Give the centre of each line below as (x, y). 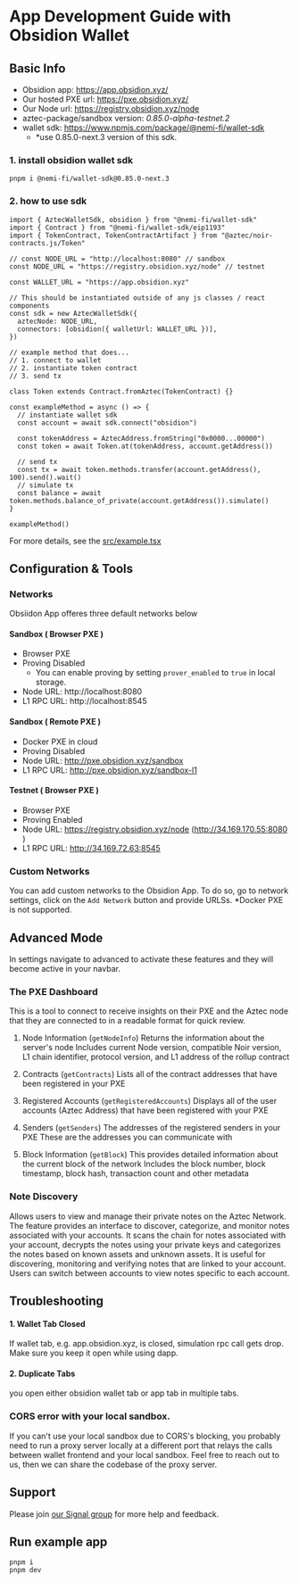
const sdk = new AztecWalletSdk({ (74, 313)
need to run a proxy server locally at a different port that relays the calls (141, 1445)
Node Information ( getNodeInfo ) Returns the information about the (143, 1038)
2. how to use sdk (48, 201)
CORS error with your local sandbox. (90, 1416)
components (29, 305)
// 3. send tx (36, 376)
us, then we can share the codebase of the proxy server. (113, 1464)
